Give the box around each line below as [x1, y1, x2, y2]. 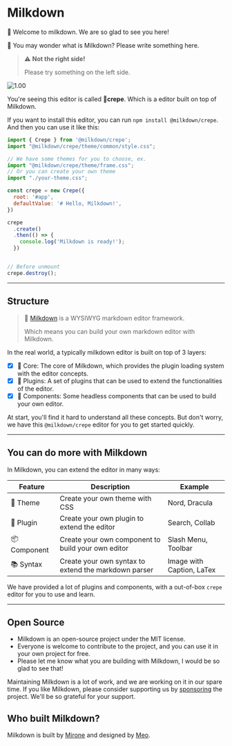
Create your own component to [59, 535, 161, 544]
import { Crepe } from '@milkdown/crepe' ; [7, 136, 131, 143]
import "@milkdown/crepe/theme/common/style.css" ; [7, 143, 156, 150]
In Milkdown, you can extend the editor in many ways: [7, 465, 160, 474]
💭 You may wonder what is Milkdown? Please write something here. [7, 41, 200, 49]
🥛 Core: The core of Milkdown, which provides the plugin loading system [17, 362, 224, 370]
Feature [19, 481, 45, 491]
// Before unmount [7, 263, 60, 271]
